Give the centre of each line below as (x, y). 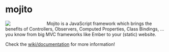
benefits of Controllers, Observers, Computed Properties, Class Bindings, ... (85, 29)
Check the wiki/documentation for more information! (60, 44)
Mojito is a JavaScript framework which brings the (99, 23)
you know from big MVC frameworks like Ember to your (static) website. (81, 34)
